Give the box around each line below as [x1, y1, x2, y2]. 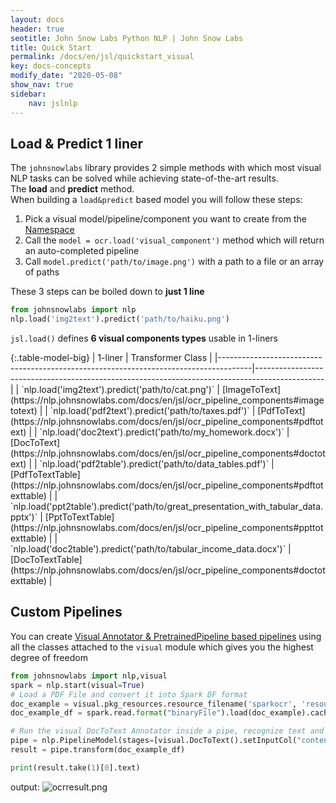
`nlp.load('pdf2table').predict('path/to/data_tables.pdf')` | [39, 458, 275, 470]
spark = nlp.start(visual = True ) [10, 680, 145, 690]
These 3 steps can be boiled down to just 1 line [10, 286, 205, 298]
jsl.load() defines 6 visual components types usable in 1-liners [10, 332, 278, 345]
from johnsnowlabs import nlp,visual [10, 671, 168, 681]
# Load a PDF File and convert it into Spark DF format [10, 689, 248, 700]
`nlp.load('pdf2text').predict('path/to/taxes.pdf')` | [49, 405, 256, 417]
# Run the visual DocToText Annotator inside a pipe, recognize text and [10, 726, 325, 736]
